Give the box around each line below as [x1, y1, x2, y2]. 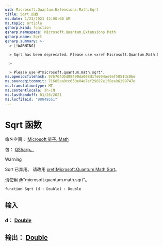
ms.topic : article [5, 20, 42, 26]
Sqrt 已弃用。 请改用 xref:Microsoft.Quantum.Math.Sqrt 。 [5, 167, 120, 172]
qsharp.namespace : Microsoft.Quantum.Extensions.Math [5, 30, 116, 35]
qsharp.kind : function [5, 25, 51, 30]
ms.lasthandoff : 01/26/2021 [5, 92, 62, 97]
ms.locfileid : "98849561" [5, 97, 57, 102]
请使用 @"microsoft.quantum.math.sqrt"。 [5, 177, 90, 183]
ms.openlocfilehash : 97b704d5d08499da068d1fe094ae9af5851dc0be [5, 74, 136, 79]
